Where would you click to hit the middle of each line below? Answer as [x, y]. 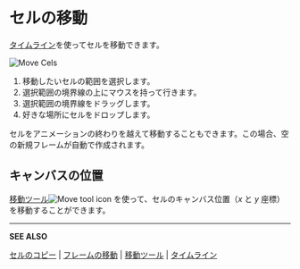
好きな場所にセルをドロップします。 [88, 114]
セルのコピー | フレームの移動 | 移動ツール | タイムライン [113, 255]
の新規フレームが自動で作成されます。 [79, 145]
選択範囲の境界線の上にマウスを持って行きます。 [112, 92]
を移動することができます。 [60, 210]
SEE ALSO [28, 236]
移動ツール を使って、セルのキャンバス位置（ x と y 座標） [147, 198]
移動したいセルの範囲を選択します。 [88, 80]
